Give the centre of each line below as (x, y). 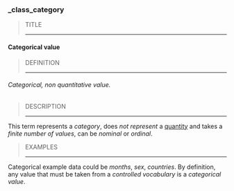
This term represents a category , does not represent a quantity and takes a (115, 126)
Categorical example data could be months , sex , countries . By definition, (112, 167)
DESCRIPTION (45, 106)
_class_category (36, 10)
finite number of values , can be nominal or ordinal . (81, 134)
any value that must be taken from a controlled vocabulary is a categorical (115, 174)
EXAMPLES (41, 147)
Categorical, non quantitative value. (59, 85)
